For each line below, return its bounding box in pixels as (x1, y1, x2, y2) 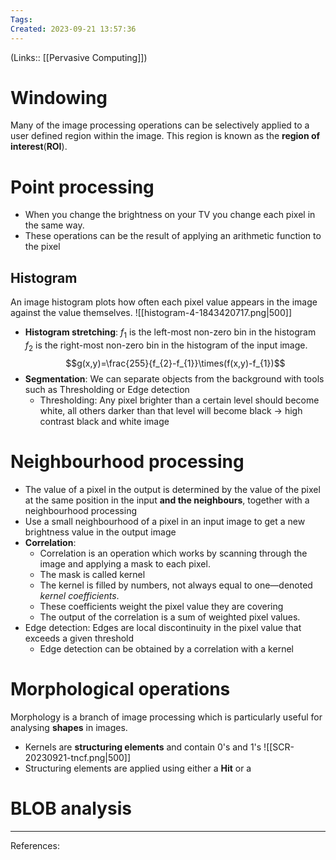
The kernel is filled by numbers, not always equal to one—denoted (39, 579, 313, 591)
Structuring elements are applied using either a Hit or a (24, 762, 252, 774)
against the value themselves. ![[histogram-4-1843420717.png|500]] (10, 307, 292, 319)
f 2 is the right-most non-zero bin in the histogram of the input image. (24, 339, 308, 353)
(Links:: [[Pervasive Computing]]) (10, 51, 148, 63)
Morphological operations (10, 677, 231, 700)
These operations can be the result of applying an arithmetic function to (24, 230, 322, 242)
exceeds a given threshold (24, 632, 135, 644)
